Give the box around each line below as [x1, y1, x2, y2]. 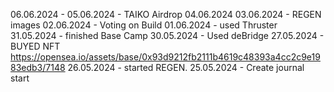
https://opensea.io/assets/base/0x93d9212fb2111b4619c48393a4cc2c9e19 [10, 51, 321, 63]
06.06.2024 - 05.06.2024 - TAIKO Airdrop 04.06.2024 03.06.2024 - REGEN [10, 9, 322, 20]
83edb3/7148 [10, 62, 66, 73]
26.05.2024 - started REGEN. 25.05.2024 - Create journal [67, 62, 305, 73]
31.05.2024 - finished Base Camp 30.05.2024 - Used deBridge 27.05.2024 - [10, 30, 325, 41]
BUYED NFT [10, 40, 61, 52]
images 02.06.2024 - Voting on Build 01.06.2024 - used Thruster [10, 19, 278, 31]
